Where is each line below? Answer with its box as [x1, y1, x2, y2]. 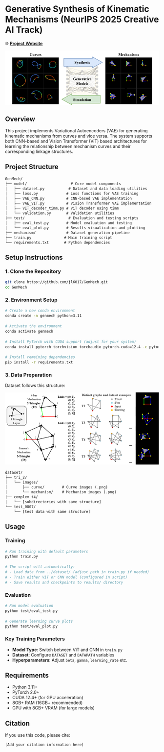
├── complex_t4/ [5, 494, 38, 499]
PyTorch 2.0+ [12, 689, 40, 695]
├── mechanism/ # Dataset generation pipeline [5, 230, 130, 235]
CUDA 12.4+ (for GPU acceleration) [12, 695, 83, 701]
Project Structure [5, 163, 59, 171]
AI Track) [5, 24, 43, 35]
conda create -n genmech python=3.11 [5, 314, 82, 318]
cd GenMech [5, 285, 27, 290]
